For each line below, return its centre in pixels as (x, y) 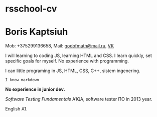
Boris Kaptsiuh (37, 32)
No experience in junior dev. (35, 89)
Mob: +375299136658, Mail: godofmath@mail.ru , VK (60, 46)
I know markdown (22, 80)
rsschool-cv (31, 9)
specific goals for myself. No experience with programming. (67, 61)
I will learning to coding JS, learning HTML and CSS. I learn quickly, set (78, 55)
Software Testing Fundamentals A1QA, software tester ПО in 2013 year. (79, 99)
